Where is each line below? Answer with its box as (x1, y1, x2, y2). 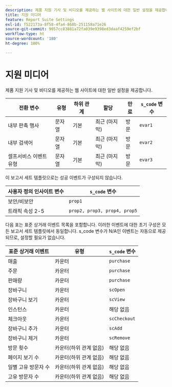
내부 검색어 (8, 139, 33, 146)
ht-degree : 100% (5, 41, 40, 46)
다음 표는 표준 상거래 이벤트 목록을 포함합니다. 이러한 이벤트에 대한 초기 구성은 (5, 221, 161, 228)
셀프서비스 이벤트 (8, 152, 48, 159)
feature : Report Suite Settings (5, 17, 74, 22)
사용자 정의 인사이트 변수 (8, 188, 64, 195)
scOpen (109, 287, 125, 293)
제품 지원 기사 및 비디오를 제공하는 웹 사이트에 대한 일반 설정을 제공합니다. (5, 87, 153, 93)
